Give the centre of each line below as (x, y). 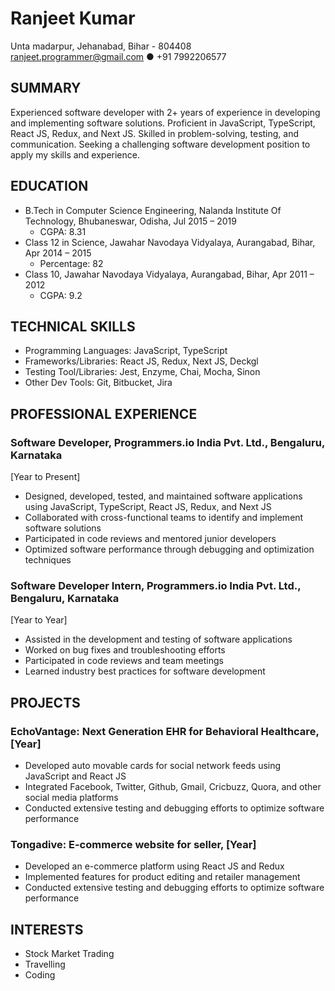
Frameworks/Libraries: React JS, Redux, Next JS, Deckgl (141, 361)
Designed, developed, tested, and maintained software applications (163, 496)
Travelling (45, 964)
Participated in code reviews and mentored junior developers (150, 539)
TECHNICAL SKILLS (73, 326)
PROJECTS (45, 702)
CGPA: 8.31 (63, 231)
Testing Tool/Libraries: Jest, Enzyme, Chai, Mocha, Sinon (142, 372)
